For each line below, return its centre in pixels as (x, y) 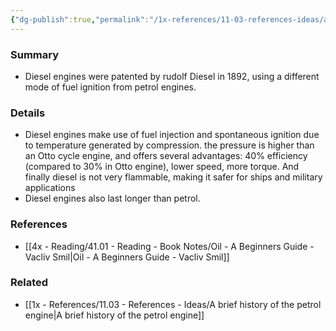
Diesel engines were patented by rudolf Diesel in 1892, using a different (172, 76)
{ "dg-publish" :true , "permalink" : (80, 19)
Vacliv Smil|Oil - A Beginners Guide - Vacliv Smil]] (127, 257)
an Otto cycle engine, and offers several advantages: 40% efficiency (166, 156)
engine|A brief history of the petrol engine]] (114, 315)
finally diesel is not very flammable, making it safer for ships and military (173, 177)
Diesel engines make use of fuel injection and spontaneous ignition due (172, 135)
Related (29, 283)
